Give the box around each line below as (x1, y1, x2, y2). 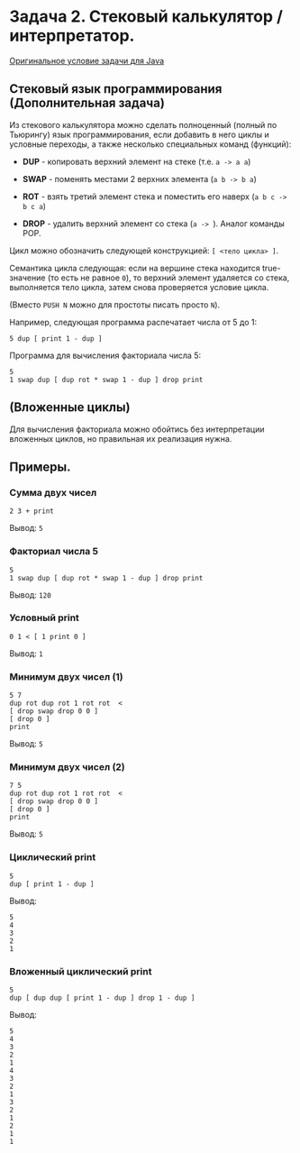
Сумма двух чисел (9, 486, 97, 499)
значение (9, 272, 46, 283)
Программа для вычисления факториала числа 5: (9, 350, 201, 361)
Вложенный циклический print (9, 965, 152, 977)
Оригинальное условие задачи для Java (9, 55, 165, 66)
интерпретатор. (9, 25, 135, 46)
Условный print (9, 611, 79, 624)
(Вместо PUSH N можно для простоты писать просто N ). (9, 299, 221, 310)
